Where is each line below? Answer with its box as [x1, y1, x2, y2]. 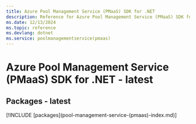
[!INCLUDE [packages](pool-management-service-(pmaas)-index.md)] [6, 112, 177, 118]
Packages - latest [6, 96, 71, 106]
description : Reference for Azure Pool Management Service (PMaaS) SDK [6, 14, 184, 20]
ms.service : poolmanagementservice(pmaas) [6, 36, 111, 41]
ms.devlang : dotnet [6, 30, 54, 36]
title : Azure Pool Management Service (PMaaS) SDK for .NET [6, 8, 156, 15]
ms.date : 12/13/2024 [6, 19, 57, 25]
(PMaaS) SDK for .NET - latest [6, 73, 153, 86]
